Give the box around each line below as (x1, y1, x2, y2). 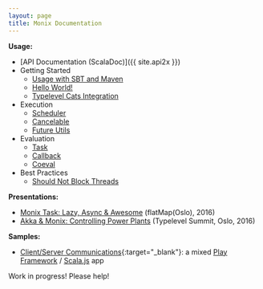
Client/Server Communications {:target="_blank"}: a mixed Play (19, 246, 228, 257)
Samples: (8, 231, 41, 241)
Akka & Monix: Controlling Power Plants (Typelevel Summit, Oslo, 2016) (19, 216, 256, 226)
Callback (31, 150, 62, 161)
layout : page (8, 11, 52, 20)
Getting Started (19, 65, 71, 75)
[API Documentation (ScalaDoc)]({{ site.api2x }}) (19, 57, 181, 67)
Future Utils (31, 125, 71, 135)
